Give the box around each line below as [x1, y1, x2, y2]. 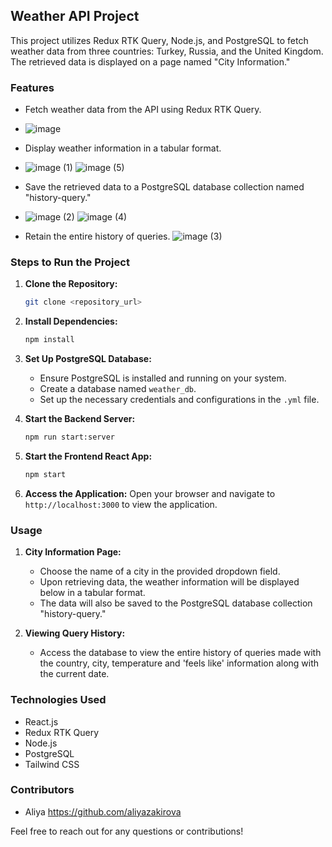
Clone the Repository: [24, 278, 118, 290]
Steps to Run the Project [10, 255, 130, 269]
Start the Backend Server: [24, 413, 136, 425]
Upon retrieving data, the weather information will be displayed [39, 576, 300, 588]
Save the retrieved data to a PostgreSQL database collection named [24, 181, 305, 193]
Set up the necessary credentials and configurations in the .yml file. [39, 394, 320, 406]
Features [10, 80, 55, 94]
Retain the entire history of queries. [24, 230, 171, 243]
